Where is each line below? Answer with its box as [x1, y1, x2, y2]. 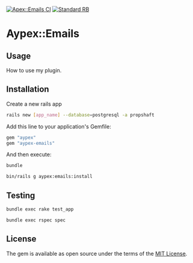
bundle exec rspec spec [6, 217, 66, 223]
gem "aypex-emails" [6, 140, 55, 146]
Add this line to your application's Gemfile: [6, 122, 111, 130]
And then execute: [6, 151, 52, 158]
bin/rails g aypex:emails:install [6, 174, 93, 180]
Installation [6, 84, 49, 95]
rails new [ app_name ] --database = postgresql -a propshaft [6, 112, 155, 118]
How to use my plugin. [6, 67, 62, 74]
